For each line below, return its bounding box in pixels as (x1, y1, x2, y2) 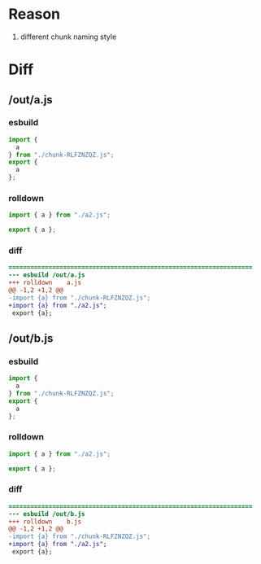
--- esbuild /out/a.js (8, 271, 85, 279)
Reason (8, 5, 61, 24)
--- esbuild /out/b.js (8, 509, 85, 518)
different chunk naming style (20, 32, 117, 42)
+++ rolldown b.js (8, 518, 82, 526)
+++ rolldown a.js (8, 278, 82, 287)
